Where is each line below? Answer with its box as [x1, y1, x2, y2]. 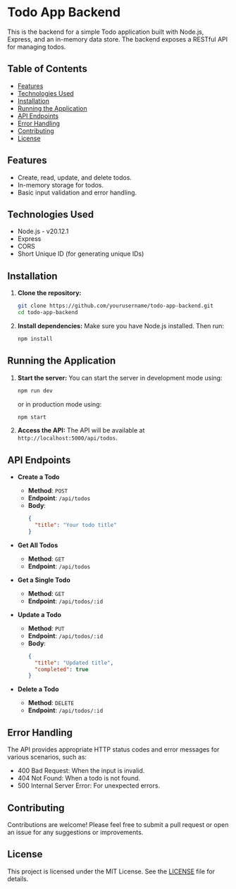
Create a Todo [17, 473, 60, 481]
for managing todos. [7, 42, 66, 51]
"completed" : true [34, 666, 89, 673]
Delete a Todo [17, 685, 59, 694]
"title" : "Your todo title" [34, 522, 118, 529]
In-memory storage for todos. [17, 180, 104, 189]
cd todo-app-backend [17, 309, 78, 316]
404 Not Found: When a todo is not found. [17, 774, 141, 783]
